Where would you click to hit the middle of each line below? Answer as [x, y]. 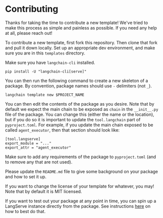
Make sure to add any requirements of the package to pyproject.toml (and [81, 157]
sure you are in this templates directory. [45, 53]
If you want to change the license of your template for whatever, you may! [80, 186]
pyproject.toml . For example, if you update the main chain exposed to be [79, 125]
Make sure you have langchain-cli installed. [50, 62]
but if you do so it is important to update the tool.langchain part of [73, 119]
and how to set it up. [26, 177]
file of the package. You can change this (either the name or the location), [80, 114]
